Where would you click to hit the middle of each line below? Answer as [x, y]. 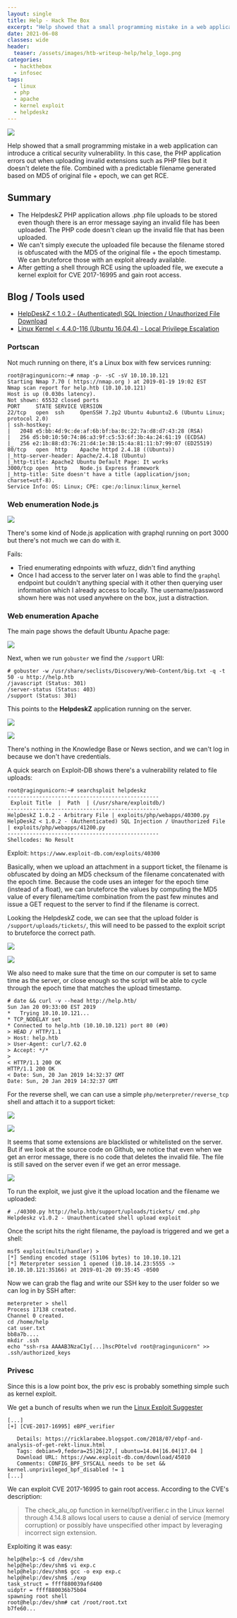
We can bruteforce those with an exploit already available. [102, 260]
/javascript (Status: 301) [47, 684]
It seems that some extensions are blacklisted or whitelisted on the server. [115, 1142]
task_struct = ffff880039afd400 [55, 1584]
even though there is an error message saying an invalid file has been [119, 222]
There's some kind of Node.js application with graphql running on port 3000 [118, 533]
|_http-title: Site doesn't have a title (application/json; [99, 474]
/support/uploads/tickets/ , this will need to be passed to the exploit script [116, 926]
